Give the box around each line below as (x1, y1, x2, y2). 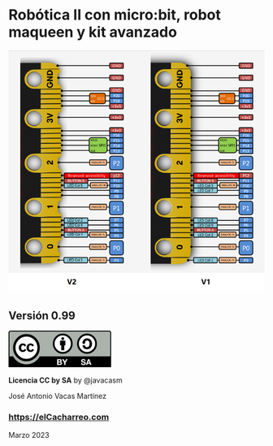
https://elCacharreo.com (8, 412, 110, 423)
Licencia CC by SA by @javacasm (8, 375, 123, 385)
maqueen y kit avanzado (8, 23, 177, 41)
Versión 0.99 (8, 309, 76, 323)
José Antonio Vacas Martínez (8, 392, 107, 401)
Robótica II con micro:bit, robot (8, 6, 222, 24)
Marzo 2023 (8, 430, 50, 440)
